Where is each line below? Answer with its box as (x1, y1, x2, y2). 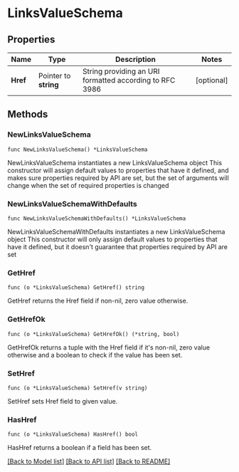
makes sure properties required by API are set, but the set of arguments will (7, 173, 229, 182)
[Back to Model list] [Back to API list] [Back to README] (7, 457, 171, 466)
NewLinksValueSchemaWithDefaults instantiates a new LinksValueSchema (7, 227, 225, 236)
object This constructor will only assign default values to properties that (7, 235, 218, 243)
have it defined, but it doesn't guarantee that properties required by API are (7, 242, 228, 251)
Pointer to (38, 71, 71, 80)
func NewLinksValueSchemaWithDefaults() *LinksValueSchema (7, 215, 186, 222)
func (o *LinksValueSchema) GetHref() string (7, 284, 144, 291)
